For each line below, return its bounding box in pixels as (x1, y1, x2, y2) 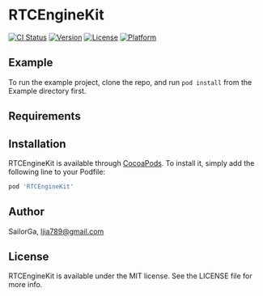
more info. (8, 280, 43, 290)
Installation (8, 137, 66, 150)
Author (8, 205, 45, 219)
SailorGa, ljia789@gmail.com (8, 226, 104, 236)
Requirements (8, 109, 81, 123)
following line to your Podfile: (8, 167, 106, 176)
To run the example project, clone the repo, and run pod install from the (8, 77, 252, 87)
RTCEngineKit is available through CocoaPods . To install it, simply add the (8, 158, 255, 167)
